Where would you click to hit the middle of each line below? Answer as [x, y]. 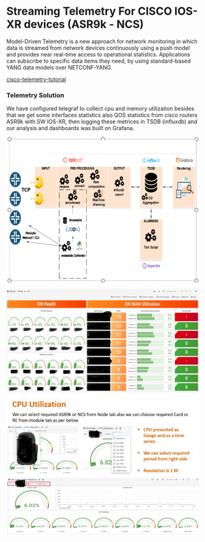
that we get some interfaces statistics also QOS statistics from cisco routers [102, 115]
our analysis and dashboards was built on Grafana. [70, 128]
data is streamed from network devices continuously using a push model [98, 48]
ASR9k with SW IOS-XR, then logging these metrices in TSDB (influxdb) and [102, 122]
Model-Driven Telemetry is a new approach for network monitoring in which [102, 41]
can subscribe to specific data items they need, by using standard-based [99, 61]
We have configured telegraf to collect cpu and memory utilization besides [100, 109]
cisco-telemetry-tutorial [36, 79]
